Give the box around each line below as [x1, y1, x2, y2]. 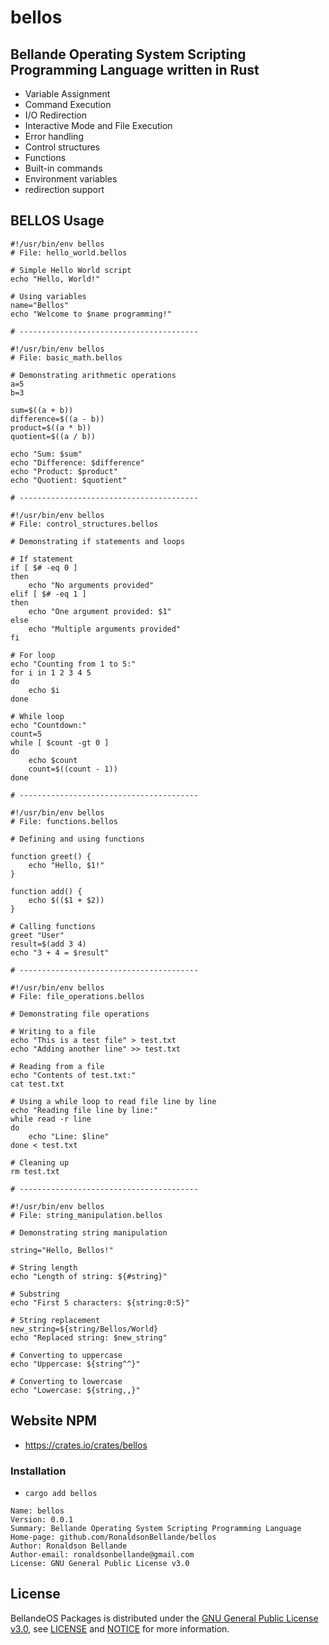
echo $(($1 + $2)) [28, 895, 105, 905]
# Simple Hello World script [10, 265, 132, 275]
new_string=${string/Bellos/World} [10, 1324, 159, 1334]
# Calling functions [10, 921, 97, 931]
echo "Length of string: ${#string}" [10, 1271, 168, 1281]
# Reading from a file [10, 1061, 105, 1071]
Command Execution [24, 99, 112, 110]
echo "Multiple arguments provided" [28, 624, 182, 634]
